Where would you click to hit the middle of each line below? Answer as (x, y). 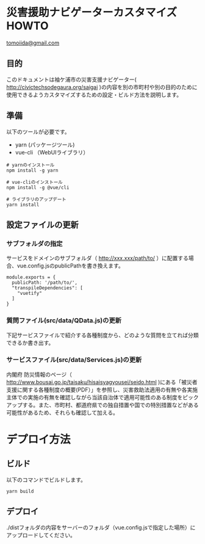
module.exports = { (31, 277)
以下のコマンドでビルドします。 (46, 479)
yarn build (20, 491)
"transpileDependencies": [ (48, 288)
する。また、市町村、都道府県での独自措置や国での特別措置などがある (110, 405)
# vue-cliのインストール (34, 182)
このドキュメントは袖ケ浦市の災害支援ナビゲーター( (72, 79)
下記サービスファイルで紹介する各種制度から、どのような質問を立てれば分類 (103, 335)
